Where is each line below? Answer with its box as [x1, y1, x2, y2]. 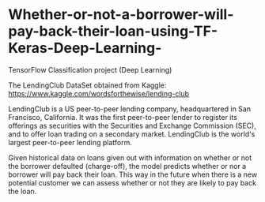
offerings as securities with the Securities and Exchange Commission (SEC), [8, 121, 257, 130]
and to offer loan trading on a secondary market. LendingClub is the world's [8, 129, 256, 139]
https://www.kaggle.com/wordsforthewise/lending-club [8, 88, 190, 98]
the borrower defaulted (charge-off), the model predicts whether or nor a [8, 161, 247, 170]
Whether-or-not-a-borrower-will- [8, 6, 234, 24]
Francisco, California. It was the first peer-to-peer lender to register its [8, 112, 237, 122]
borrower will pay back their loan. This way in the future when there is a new [8, 170, 258, 179]
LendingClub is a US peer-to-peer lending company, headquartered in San [8, 104, 252, 114]
